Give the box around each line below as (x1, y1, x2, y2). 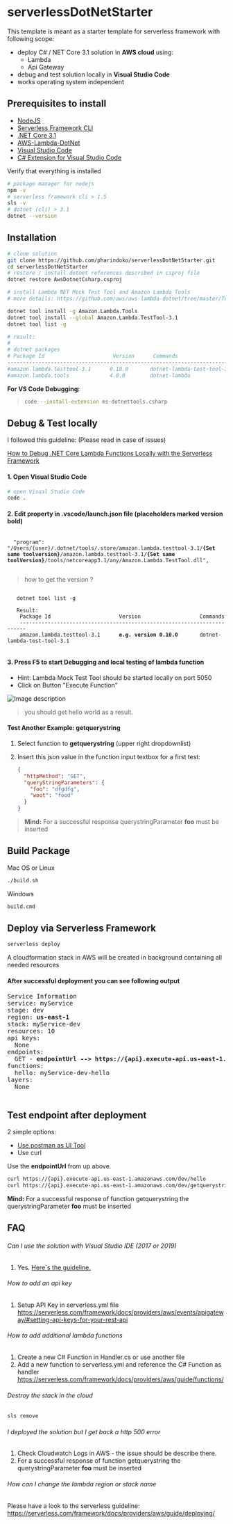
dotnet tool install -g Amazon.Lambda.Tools (7, 308, 138, 315)
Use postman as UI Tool (17, 1141, 86, 1150)
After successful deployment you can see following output (7, 976, 180, 985)
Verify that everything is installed (7, 166, 102, 175)
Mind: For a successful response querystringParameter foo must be (24, 818, 220, 826)
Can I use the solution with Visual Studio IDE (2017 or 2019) (7, 1241, 177, 1250)
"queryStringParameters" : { (24, 779, 105, 786)
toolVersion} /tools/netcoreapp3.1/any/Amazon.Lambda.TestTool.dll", (7, 557, 209, 564)
